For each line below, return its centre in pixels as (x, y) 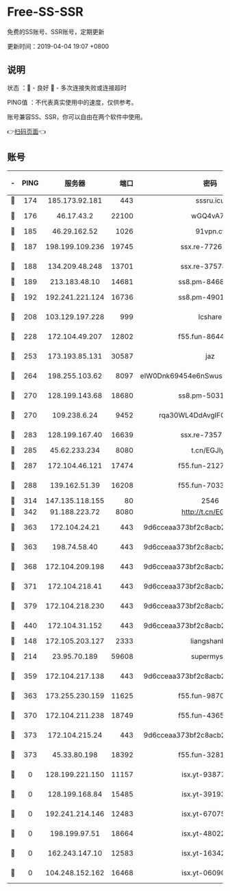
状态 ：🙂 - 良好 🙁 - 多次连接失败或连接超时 (67, 88)
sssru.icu (210, 201)
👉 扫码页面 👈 (27, 131)
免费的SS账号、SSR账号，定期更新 (56, 31)
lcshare (210, 317)
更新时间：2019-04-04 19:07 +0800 (58, 46)
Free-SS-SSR (45, 12)
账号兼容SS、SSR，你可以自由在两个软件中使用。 (77, 116)
